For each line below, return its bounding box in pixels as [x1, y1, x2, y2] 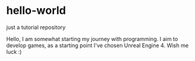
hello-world [6, 4, 67, 18]
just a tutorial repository [6, 24, 66, 31]
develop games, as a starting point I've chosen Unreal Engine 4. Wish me [6, 42, 189, 49]
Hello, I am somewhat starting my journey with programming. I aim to [6, 35, 179, 42]
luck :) [6, 48, 22, 55]
